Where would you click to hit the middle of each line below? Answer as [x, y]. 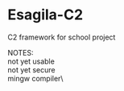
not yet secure [31, 69]
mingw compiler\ [35, 78]
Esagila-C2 [45, 15]
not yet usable [31, 61]
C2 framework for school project [62, 37]
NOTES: [21, 52]
